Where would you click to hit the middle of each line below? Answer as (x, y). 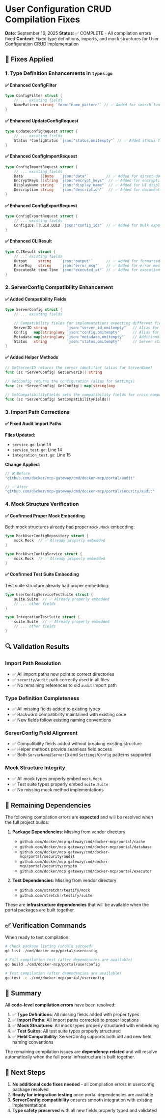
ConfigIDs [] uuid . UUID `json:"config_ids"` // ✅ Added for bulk (82, 225)
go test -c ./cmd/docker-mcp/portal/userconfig (55, 978)
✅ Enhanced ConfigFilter (31, 85)
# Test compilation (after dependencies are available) (63, 973)
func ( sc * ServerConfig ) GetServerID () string (54, 372)
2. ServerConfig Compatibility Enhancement (59, 287)
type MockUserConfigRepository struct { (47, 536)
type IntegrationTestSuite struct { (42, 617)
